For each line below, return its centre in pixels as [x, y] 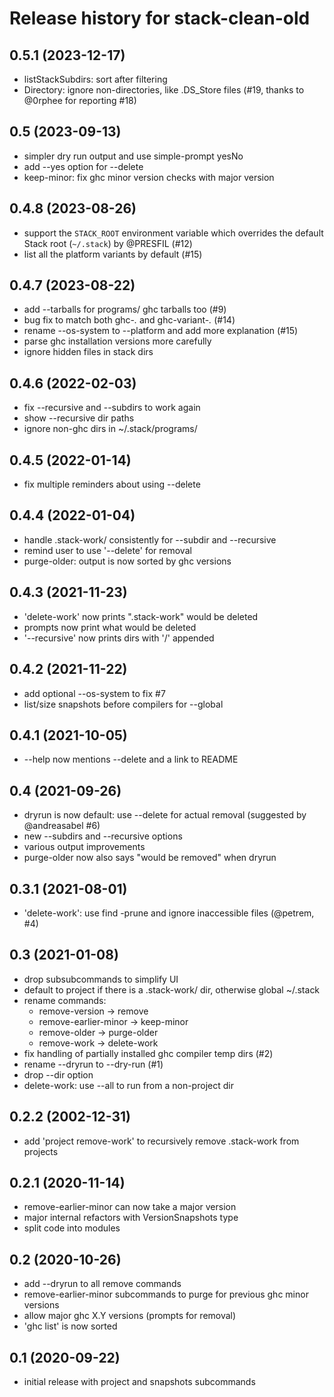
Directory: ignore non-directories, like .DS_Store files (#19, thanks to [164, 90]
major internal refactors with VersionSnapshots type [131, 1218]
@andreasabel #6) [62, 826]
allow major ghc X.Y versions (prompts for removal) [130, 1316]
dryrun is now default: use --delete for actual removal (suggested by [165, 815]
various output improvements [84, 847]
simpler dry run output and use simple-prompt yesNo [133, 156]
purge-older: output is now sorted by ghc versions [127, 561]
